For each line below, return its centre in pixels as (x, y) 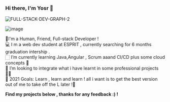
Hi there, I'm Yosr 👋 (29, 8)
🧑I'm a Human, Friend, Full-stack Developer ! (52, 39)
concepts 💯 (17, 63)
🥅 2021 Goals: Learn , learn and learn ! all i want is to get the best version (81, 79)
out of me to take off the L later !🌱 (41, 84)
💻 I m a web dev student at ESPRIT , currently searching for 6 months (78, 45)
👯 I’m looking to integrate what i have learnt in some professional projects (82, 69)
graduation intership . (28, 52)
